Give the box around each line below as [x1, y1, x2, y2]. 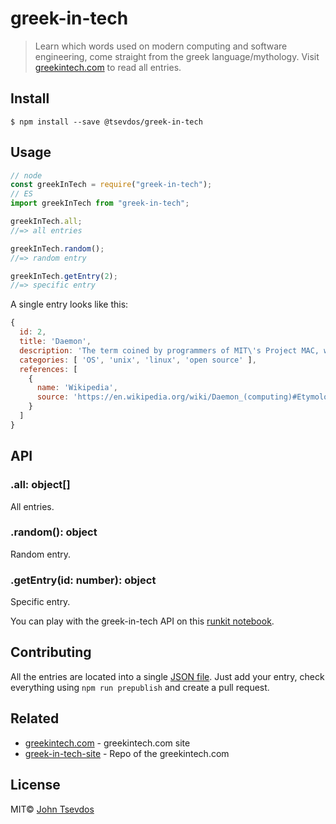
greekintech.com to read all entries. [34, 61, 182, 73]
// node [10, 170, 43, 181]
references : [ [19, 364, 78, 374]
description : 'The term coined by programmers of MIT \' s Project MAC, [19, 345, 320, 356]
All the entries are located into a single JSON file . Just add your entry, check [10, 670, 325, 682]
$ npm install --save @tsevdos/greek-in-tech [10, 117, 203, 127]
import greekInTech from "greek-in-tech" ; [10, 198, 190, 209]
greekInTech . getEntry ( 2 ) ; [10, 271, 118, 281]
